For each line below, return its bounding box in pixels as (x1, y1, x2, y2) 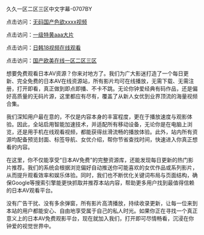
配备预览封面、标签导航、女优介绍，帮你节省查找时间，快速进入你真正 (16, 136, 192, 143)
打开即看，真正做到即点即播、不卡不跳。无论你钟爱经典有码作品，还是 (16, 85, 192, 92)
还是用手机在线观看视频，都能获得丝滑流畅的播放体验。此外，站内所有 (16, 128, 192, 135)
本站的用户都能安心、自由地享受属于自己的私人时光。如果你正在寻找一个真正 (6, 207, 198, 214)
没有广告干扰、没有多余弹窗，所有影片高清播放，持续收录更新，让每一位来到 (6, 200, 198, 206)
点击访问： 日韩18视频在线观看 (6, 44, 81, 51)
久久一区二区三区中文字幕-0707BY (6, 5, 92, 12)
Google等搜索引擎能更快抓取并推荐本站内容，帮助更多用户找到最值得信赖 (11, 179, 195, 186)
